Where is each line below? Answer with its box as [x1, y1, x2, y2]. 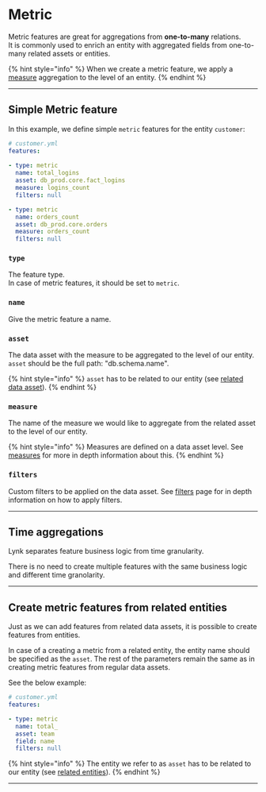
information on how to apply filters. [8, 495, 123, 504]
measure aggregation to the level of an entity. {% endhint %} [8, 72, 207, 82]
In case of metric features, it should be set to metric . [8, 278, 180, 288]
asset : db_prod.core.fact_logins [15, 176, 126, 184]
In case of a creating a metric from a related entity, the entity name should [8, 646, 250, 655]
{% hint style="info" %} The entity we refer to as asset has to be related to [8, 759, 252, 768]
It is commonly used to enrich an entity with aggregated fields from [8, 40, 228, 49]
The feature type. [8, 270, 65, 280]
